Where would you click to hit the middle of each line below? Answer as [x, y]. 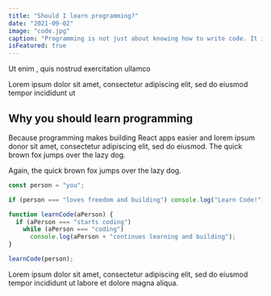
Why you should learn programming [101, 118]
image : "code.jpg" [39, 31]
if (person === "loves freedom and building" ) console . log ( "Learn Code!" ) [137, 200]
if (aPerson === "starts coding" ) [73, 222]
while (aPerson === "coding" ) [74, 229]
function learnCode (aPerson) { [61, 215]
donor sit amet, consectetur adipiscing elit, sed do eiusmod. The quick [125, 146]
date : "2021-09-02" [41, 23]
